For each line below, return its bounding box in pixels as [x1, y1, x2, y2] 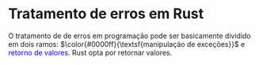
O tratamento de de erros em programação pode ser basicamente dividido [8, 31, 251, 40]
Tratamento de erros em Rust [8, 5, 204, 23]
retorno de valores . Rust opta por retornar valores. [8, 48, 173, 57]
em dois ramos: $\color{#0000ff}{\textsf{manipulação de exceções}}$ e [8, 39, 246, 48]
